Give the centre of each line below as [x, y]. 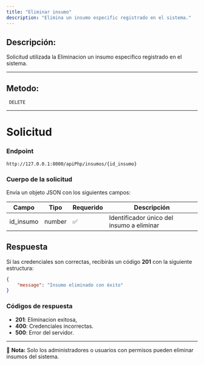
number [56, 221]
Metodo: [23, 88]
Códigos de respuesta [39, 307]
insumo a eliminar [134, 225]
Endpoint [20, 151]
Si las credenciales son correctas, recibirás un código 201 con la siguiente [99, 261]
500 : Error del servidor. [44, 332]
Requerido [88, 207]
